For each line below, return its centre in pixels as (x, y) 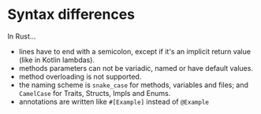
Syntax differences (71, 15)
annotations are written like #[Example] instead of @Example (114, 101)
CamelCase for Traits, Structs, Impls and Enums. (95, 93)
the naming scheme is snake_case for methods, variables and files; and (134, 85)
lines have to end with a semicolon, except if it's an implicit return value (135, 51)
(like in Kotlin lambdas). (57, 60)
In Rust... (22, 36)
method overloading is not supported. (80, 76)
